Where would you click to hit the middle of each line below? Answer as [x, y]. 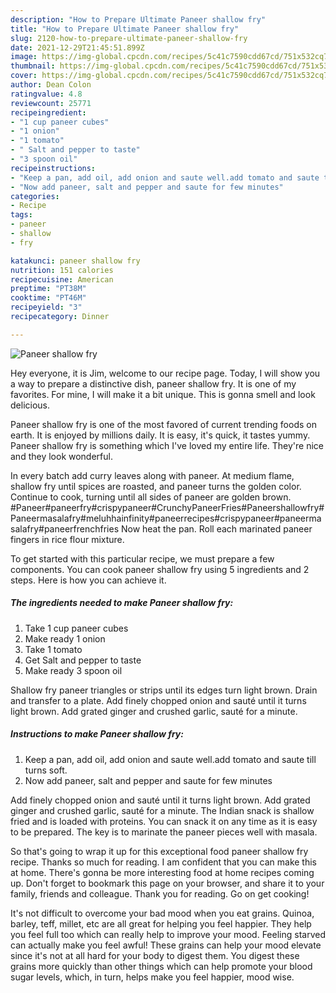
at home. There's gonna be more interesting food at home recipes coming [162, 872]
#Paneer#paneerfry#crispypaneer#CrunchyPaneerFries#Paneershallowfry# [167, 507]
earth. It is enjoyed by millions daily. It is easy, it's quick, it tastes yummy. [160, 435]
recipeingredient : [48, 112]
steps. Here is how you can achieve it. [88, 580]
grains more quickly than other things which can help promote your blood [161, 966]
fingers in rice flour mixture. [67, 539]
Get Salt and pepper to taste [83, 660]
